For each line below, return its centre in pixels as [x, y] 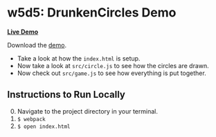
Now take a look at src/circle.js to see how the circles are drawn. [113, 65]
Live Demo [23, 32]
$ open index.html [44, 126]
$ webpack [31, 119]
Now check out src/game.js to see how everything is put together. [111, 73]
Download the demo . [37, 45]
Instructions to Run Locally [66, 95]
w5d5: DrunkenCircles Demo [92, 13]
